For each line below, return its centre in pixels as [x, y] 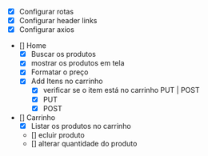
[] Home [33, 46]
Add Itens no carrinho [67, 81]
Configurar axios [47, 30]
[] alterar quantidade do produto [84, 143]
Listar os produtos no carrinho [81, 126]
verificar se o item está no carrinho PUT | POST [122, 90]
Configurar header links [58, 21]
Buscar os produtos [64, 54]
